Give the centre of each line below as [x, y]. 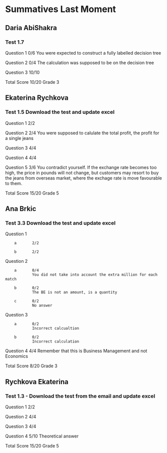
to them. [14, 183]
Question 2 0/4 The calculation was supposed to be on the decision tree [79, 62]
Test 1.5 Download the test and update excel [60, 112]
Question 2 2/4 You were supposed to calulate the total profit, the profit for [82, 133]
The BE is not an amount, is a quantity [74, 292]
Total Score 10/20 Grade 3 [32, 82]
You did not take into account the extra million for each [94, 275]
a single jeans [19, 138]
